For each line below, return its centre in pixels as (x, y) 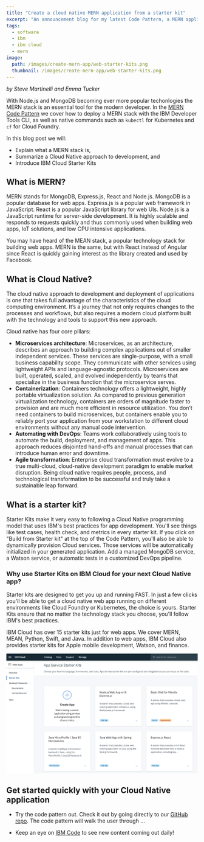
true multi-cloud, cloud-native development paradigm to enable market (104, 466)
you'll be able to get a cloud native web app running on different (87, 601)
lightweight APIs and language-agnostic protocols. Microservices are (101, 369)
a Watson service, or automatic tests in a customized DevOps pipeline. (95, 558)
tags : (13, 26)
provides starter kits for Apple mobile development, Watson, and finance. (98, 645)
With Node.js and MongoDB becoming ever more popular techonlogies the (100, 100)
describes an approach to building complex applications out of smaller (103, 350)
